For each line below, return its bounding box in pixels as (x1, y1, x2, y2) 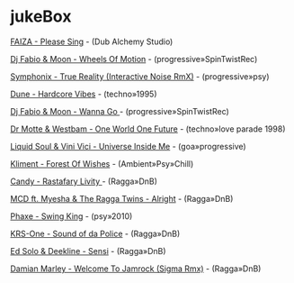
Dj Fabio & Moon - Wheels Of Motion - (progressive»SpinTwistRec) (10, 53, 258, 64)
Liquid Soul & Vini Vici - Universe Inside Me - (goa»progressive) (10, 141, 246, 151)
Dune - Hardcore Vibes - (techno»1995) (10, 88, 157, 99)
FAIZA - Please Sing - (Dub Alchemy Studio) (10, 36, 174, 47)
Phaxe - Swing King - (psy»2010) (10, 210, 133, 222)
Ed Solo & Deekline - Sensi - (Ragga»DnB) (10, 245, 166, 256)
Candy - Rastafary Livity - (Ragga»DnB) (10, 176, 158, 187)
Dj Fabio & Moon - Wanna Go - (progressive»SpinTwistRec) (10, 105, 230, 116)
